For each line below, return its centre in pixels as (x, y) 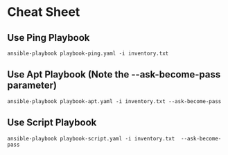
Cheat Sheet (44, 12)
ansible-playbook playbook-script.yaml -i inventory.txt (91, 138)
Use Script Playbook (52, 123)
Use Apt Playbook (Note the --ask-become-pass (114, 74)
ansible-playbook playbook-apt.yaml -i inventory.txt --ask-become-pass (114, 101)
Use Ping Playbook (49, 38)
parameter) (32, 85)
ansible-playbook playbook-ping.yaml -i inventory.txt (88, 53)
